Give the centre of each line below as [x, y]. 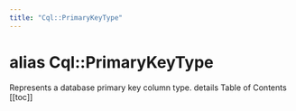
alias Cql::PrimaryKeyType [111, 62]
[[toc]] [21, 97]
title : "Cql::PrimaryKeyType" [66, 18]
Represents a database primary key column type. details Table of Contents [148, 88]
